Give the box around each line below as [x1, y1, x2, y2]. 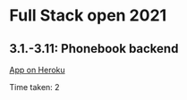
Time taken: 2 [9, 82, 60, 92]
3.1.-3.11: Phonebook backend [9, 41, 179, 56]
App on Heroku [9, 64, 65, 75]
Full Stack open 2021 [9, 5, 167, 26]
